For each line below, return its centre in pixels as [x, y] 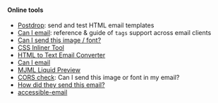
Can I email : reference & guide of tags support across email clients [114, 33]
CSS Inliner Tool [41, 48]
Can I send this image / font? [59, 40]
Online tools [25, 10]
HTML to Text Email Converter [61, 55]
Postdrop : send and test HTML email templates [86, 25]
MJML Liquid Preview [49, 70]
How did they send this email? [61, 85]
